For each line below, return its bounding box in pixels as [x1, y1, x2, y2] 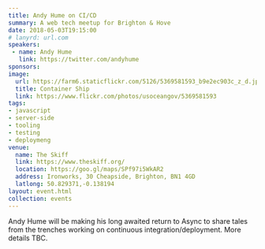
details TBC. [8, 233, 48, 243]
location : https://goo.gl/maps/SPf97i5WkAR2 [15, 165, 164, 173]
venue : [8, 143, 30, 151]
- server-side [8, 114, 55, 122]
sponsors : [8, 63, 41, 71]
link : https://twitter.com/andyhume [18, 56, 140, 64]
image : [8, 70, 30, 78]
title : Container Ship [15, 84, 90, 93]
